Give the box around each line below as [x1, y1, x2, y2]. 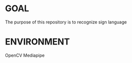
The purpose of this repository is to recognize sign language [5, 19, 127, 25]
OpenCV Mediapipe [5, 52, 45, 58]
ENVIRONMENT [5, 36, 70, 47]
